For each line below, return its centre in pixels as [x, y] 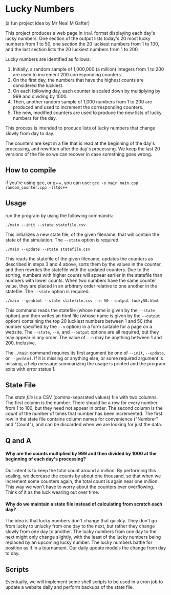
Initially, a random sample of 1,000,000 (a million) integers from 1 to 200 [88, 69]
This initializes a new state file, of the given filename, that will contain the [82, 234]
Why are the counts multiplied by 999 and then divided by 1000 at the [81, 454]
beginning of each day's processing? [46, 459]
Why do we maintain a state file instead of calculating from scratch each [84, 504]
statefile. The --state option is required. [48, 291]
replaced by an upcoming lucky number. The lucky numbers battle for [79, 542]
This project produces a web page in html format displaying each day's [80, 33]
